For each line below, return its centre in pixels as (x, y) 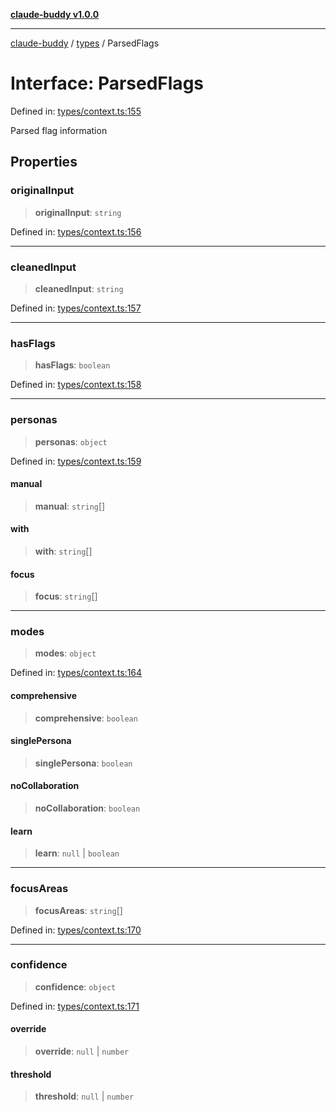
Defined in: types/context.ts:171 (75, 1006)
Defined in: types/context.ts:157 (76, 308)
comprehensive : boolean (86, 718)
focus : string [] (66, 596)
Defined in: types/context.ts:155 (76, 111)
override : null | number (82, 1051)
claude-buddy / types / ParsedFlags (85, 43)
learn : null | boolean (77, 853)
